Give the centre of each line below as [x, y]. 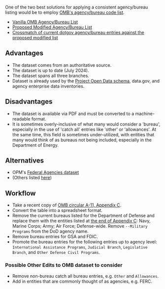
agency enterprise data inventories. [48, 86]
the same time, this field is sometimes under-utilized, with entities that [83, 134]
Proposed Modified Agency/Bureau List [52, 27]
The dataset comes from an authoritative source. [62, 65]
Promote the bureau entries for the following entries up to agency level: [84, 242]
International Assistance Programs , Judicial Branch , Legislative [80, 247]
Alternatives [25, 161]
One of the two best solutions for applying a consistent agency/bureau [77, 7]
